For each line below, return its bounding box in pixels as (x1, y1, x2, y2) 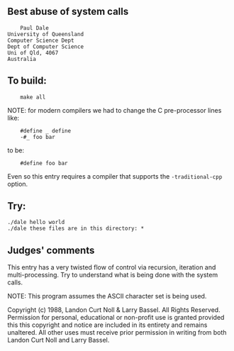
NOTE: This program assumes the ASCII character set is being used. (7, 292, 207, 301)
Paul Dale (20, 24, 50, 31)
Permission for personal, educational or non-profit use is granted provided (7, 313, 225, 322)
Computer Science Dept (7, 37, 74, 44)
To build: (7, 74, 48, 87)
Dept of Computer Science (7, 43, 84, 50)
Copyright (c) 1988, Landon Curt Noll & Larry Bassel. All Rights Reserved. (7, 306, 221, 314)
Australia (7, 55, 37, 62)
